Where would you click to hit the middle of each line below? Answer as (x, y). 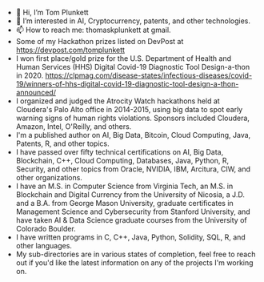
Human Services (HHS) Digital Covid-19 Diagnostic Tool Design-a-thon (133, 67)
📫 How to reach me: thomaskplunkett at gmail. (93, 30)
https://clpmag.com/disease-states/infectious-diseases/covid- (149, 75)
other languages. (44, 246)
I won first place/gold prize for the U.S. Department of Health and (124, 58)
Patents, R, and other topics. (62, 143)
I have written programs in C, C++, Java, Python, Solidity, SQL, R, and (130, 237)
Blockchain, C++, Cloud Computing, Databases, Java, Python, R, (122, 161)
